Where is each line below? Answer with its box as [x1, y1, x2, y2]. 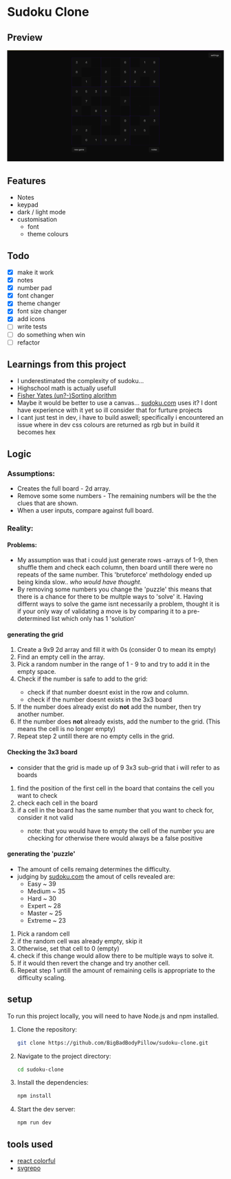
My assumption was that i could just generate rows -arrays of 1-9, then [16, 556, 218, 564]
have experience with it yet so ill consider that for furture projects [16, 406, 203, 414]
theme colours [27, 230, 69, 238]
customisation [16, 215, 57, 224]
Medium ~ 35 [27, 887, 65, 895]
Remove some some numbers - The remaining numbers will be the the [16, 492, 217, 500]
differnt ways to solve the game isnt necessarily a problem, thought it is [16, 600, 220, 608]
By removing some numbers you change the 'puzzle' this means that [16, 585, 212, 593]
